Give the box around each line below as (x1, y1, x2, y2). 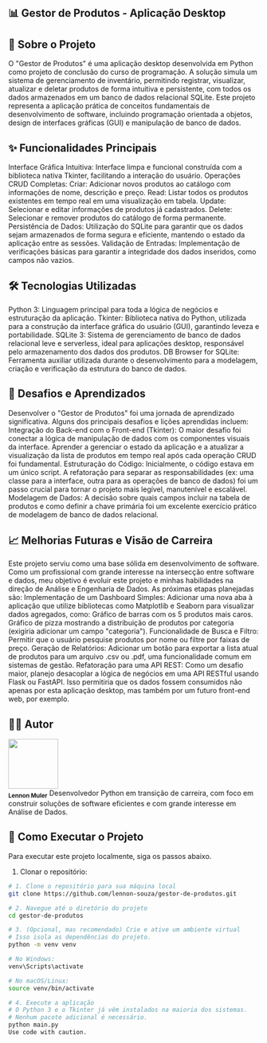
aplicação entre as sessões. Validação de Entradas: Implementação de (8, 238, 241, 249)
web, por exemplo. (8, 694, 70, 704)
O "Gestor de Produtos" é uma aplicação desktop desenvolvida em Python (8, 59, 253, 69)
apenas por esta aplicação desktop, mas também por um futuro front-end (8, 686, 251, 696)
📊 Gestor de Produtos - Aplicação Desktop (8, 6, 226, 20)
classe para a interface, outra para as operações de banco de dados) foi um (8, 476, 258, 485)
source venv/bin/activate (8, 984, 94, 992)
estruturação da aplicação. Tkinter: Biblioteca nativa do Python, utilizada (8, 313, 247, 323)
